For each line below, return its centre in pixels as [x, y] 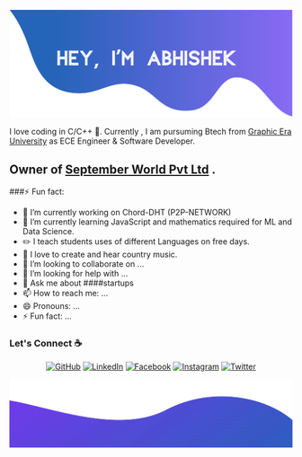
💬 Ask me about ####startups [78, 283]
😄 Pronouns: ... [51, 306]
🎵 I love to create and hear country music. [100, 255]
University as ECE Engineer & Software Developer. [102, 141]
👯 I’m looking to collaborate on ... [83, 264]
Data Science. [48, 232]
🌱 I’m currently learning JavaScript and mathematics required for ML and [157, 222]
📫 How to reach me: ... [65, 294]
